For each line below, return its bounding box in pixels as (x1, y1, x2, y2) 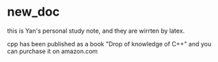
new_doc (7, 4, 60, 20)
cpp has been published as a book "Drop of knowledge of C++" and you (7, 40, 212, 48)
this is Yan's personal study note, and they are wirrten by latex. (7, 27, 185, 35)
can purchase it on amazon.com (7, 47, 98, 55)
